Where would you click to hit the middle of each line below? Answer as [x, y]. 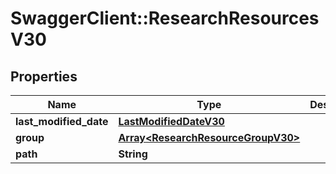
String [133, 154]
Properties [44, 76]
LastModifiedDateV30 [171, 121]
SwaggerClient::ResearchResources [165, 18]
